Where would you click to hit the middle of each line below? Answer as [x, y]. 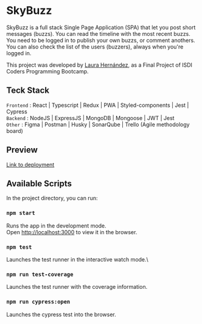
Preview [22, 150]
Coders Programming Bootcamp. [48, 71]
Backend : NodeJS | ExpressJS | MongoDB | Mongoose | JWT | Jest [90, 118]
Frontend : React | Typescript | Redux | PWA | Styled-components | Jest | [98, 105]
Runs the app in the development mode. [56, 226]
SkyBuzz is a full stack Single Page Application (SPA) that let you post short [101, 27]
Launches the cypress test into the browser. [61, 314]
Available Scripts [39, 184]
